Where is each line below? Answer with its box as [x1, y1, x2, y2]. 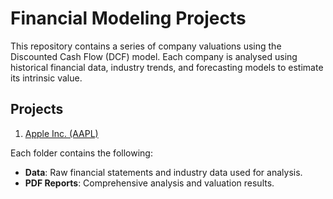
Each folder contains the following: [10, 147, 153, 159]
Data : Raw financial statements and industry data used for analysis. [24, 166, 303, 178]
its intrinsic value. [10, 72, 83, 84]
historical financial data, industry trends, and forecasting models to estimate [10, 61, 324, 73]
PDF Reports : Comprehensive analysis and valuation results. [24, 177, 275, 189]
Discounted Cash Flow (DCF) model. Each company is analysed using [10, 50, 298, 62]
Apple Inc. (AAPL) [24, 127, 99, 139]
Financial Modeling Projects [10, 7, 247, 30]
